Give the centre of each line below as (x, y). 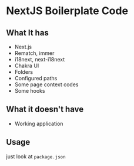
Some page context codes (46, 84)
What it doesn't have (45, 110)
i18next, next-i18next (40, 59)
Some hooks (30, 91)
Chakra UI (27, 66)
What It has (27, 33)
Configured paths (36, 78)
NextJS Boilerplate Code (67, 11)
